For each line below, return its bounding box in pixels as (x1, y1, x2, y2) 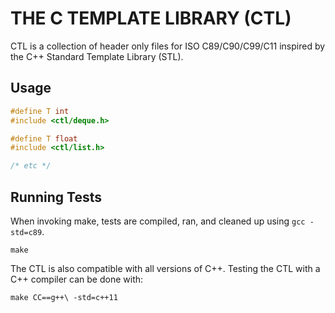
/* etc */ (10, 161, 52, 171)
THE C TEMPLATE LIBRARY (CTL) (10, 7, 292, 30)
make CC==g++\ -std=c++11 (10, 292, 118, 302)
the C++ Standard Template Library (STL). (10, 50, 184, 62)
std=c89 (10, 227, 43, 237)
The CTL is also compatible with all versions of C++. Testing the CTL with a (10, 262, 321, 274)
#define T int (10, 106, 70, 116)
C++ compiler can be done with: (10, 273, 144, 285)
